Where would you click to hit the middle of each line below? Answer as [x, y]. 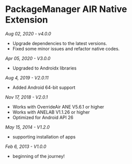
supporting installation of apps [44, 136]
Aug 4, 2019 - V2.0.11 [27, 77]
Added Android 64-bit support [44, 87]
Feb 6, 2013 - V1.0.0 [26, 146]
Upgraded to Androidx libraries [44, 68]
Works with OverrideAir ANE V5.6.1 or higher [58, 106]
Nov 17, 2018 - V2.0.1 [27, 97]
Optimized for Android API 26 [43, 117]
